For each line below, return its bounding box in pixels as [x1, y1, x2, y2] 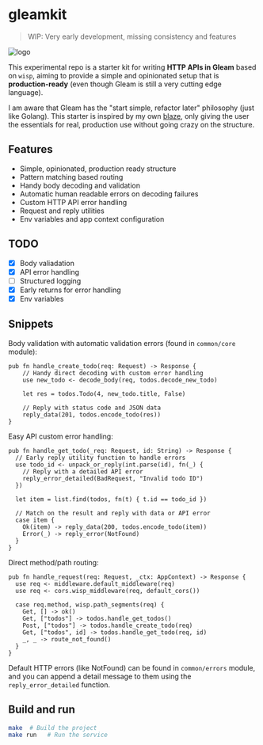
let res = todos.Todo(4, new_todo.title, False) [22, 390, 186, 397]
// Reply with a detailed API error [22, 467, 144, 476]
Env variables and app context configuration [19, 214, 165, 223]
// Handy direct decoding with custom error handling [22, 369, 204, 377]
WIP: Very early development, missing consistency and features [27, 32, 237, 41]
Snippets [8, 317, 54, 331]
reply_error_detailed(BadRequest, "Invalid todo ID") [22, 474, 204, 482]
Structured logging [19, 276, 82, 286]
